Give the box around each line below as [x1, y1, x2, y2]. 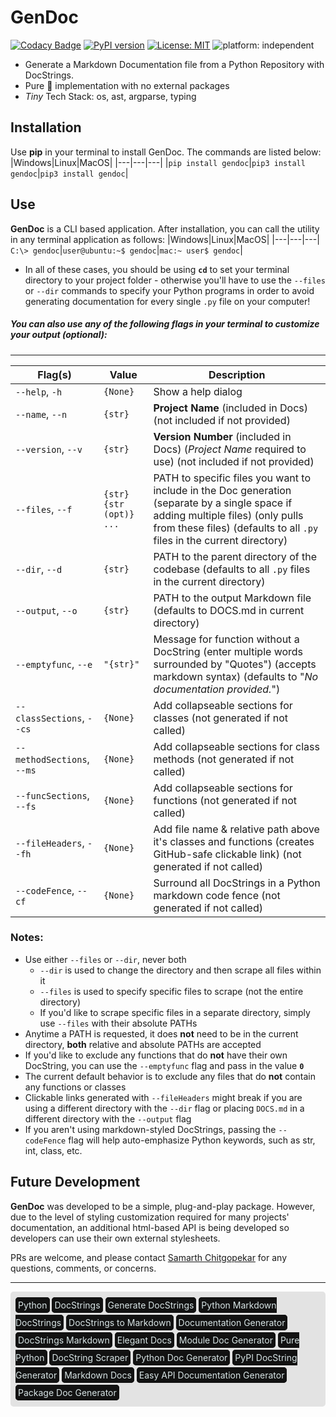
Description [208, 367, 266, 381]
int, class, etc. [24, 1144, 83, 1156]
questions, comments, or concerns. [10, 1262, 157, 1274]
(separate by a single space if [153, 496, 293, 510]
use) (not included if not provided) [153, 454, 315, 468]
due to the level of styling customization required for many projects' [10, 1211, 290, 1223]
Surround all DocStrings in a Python [153, 876, 321, 890]
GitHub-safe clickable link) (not [153, 847, 302, 861]
